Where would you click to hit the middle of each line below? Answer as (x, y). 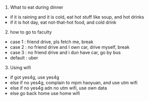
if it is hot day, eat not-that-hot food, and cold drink (63, 22)
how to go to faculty (31, 32)
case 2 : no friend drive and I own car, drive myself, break (70, 47)
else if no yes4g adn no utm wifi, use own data (58, 88)
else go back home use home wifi (45, 93)
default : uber (24, 58)
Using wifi (20, 68)
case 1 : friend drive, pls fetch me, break (52, 42)
